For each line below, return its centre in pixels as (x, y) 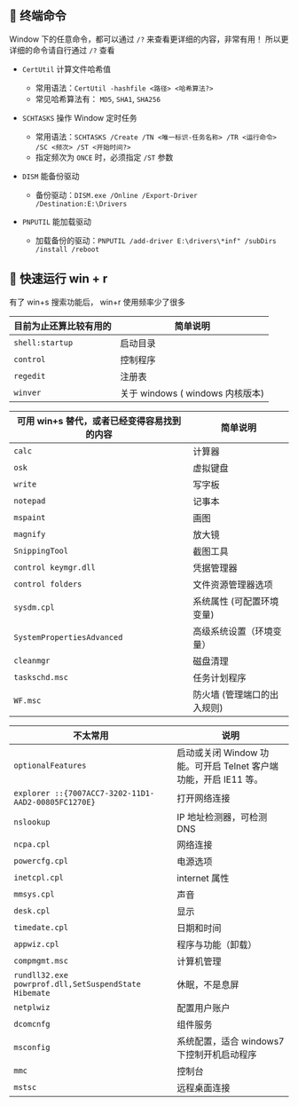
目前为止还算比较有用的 (63, 326)
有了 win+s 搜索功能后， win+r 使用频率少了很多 (98, 302)
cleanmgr (32, 660)
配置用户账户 (204, 1007)
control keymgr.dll (55, 567)
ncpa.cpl (32, 844)
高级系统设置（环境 (233, 631)
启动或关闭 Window (217, 753)
